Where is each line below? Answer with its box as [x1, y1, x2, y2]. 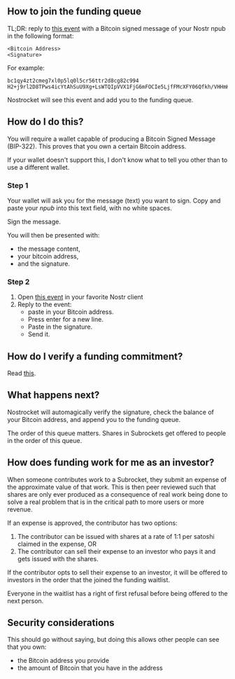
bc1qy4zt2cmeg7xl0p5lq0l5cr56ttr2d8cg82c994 [7, 77, 139, 84]
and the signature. [17, 259, 70, 268]
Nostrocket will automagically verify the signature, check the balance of [7, 408, 215, 416]
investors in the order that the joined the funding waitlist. [7, 575, 170, 584]
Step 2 [7, 277, 30, 287]
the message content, [17, 245, 80, 253]
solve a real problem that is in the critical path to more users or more [7, 498, 205, 506]
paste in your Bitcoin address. [27, 308, 114, 316]
